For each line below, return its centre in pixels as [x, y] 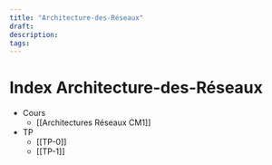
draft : [22, 26]
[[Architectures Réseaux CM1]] [93, 122]
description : [34, 34]
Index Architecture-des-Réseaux [136, 88]
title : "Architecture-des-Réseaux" [77, 18]
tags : [19, 43]
